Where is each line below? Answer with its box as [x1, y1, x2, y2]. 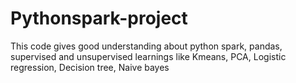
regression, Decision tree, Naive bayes [10, 61, 170, 73]
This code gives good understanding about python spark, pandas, [10, 40, 283, 52]
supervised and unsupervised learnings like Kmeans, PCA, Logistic [10, 50, 287, 62]
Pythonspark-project [10, 7, 188, 30]
